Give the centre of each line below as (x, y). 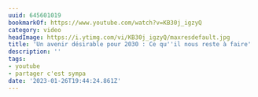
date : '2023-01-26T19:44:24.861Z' (65, 81)
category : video (35, 30)
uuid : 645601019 (35, 15)
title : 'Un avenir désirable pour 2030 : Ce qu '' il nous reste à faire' (130, 45)
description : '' (35, 52)
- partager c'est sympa (47, 74)
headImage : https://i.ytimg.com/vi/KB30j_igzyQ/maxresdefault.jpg (119, 37)
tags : (17, 59)
